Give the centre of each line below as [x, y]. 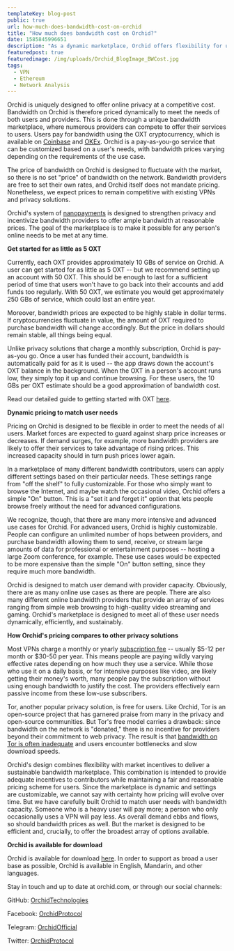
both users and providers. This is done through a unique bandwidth [104, 120]
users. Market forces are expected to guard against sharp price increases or [117, 433]
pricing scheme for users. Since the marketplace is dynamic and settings [112, 787]
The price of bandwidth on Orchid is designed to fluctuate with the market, [114, 170]
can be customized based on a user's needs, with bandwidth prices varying [116, 149]
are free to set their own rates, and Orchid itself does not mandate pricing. [114, 185]
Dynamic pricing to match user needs [63, 412]
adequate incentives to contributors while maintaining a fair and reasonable [115, 780]
